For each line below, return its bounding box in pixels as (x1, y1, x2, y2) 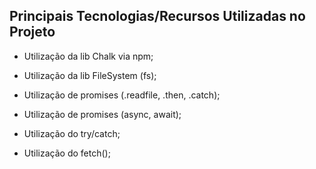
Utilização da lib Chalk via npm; (23, 50, 154, 62)
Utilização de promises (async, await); (23, 108, 182, 120)
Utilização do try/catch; (23, 127, 121, 139)
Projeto (9, 24, 56, 41)
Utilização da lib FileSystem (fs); (23, 69, 157, 81)
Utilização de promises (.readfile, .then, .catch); (23, 89, 221, 101)
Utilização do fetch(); (23, 147, 111, 159)
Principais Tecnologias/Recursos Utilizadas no (9, 8, 306, 25)
